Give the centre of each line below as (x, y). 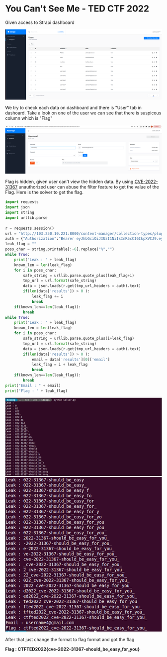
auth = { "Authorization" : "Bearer (40, 239)
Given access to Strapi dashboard (40, 22)
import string (20, 213)
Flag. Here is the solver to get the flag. (44, 192)
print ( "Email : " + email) (33, 385)
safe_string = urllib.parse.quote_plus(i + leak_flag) (79, 339)
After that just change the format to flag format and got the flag (70, 639)
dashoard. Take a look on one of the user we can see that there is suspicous (83, 113)
